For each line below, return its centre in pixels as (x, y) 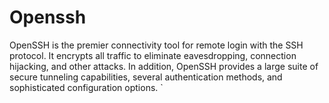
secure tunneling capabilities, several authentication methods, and (146, 77)
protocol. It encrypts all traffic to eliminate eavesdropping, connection (153, 55)
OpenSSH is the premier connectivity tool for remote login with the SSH (156, 45)
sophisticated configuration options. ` (86, 87)
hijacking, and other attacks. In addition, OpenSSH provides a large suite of (164, 66)
